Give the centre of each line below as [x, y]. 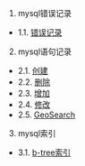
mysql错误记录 [45, 13]
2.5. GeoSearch [47, 115]
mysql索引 [37, 133]
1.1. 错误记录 [40, 32]
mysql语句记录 [45, 51]
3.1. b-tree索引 [44, 152]
